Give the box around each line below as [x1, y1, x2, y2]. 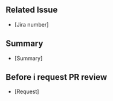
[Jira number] [14, 21, 49, 28]
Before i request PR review [5, 72, 108, 82]
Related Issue [5, 5, 58, 15]
